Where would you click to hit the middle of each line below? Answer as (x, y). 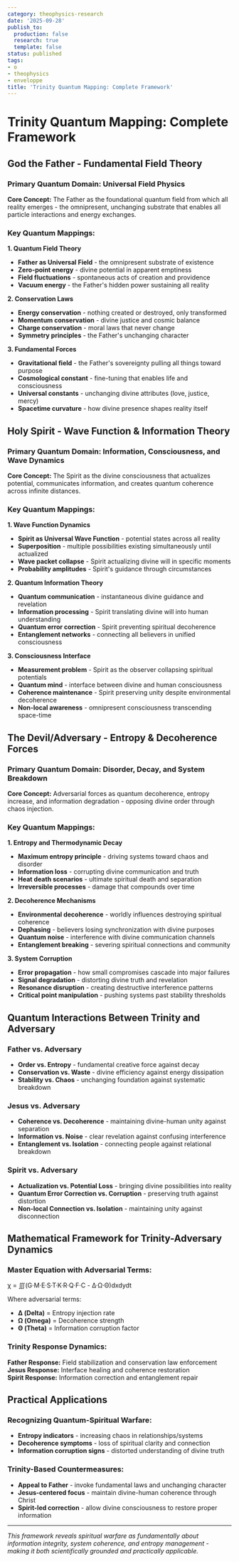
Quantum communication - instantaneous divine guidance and (111, 597)
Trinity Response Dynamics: (57, 1347)
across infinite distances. (44, 491)
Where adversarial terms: (44, 1300)
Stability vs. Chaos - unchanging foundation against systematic (112, 1080)
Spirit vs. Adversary (43, 1170)
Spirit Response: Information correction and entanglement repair (103, 1377)
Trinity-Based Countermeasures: (66, 1469)
